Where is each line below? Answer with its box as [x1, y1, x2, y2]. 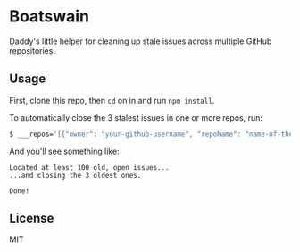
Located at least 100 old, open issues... [9, 163, 170, 172]
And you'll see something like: [9, 146, 120, 156]
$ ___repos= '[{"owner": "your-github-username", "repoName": [9, 130, 242, 139]
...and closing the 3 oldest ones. [9, 171, 142, 180]
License [9, 211, 54, 226]
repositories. [9, 45, 56, 55]
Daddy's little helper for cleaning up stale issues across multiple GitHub [9, 36, 272, 46]
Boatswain [9, 6, 89, 27]
